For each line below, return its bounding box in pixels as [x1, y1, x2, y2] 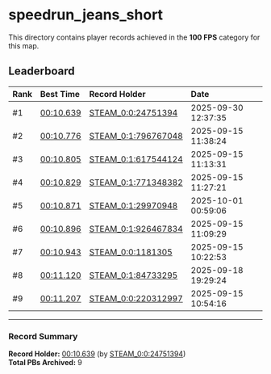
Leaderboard [8, 65, 75, 78]
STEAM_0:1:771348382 [89, 176, 183, 187]
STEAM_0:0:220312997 [89, 292, 183, 304]
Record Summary [8, 330, 78, 342]
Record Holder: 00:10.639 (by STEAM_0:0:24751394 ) [8, 349, 186, 359]
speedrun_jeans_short [8, 6, 164, 24]
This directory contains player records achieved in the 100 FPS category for [8, 32, 261, 42]
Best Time [40, 88, 81, 99]
